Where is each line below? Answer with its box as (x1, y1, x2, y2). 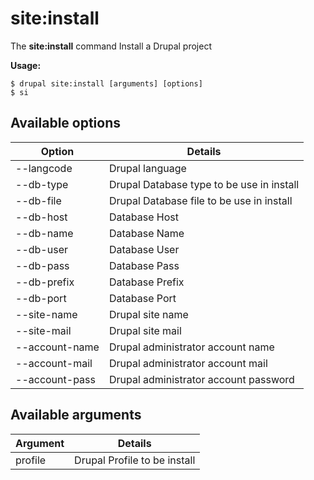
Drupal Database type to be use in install (108, 177, 300, 191)
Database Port (108, 291, 177, 305)
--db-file (15, 193, 62, 207)
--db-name (15, 226, 74, 240)
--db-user (15, 242, 68, 256)
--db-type (15, 177, 69, 191)
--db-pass (15, 258, 70, 272)
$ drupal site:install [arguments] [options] (10, 78, 203, 89)
